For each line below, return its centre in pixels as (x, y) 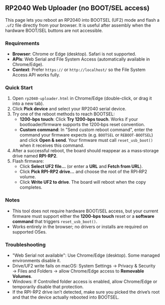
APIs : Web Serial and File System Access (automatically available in (81, 59)
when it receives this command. (52, 145)
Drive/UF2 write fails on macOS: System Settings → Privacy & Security (84, 266)
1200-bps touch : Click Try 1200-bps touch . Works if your (79, 119)
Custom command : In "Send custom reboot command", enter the (86, 130)
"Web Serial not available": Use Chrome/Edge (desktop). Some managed (86, 255)
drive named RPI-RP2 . (35, 156)
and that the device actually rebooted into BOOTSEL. (66, 297)
